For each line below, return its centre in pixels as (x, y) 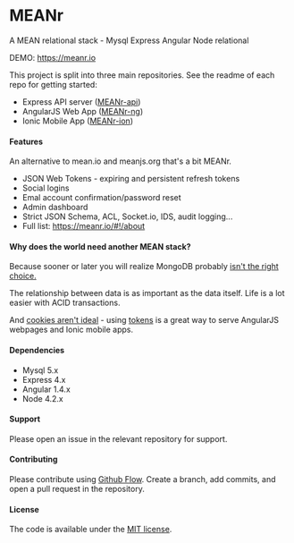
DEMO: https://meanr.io (53, 57)
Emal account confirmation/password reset (101, 198)
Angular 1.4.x (46, 389)
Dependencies (37, 350)
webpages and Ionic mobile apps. (71, 330)
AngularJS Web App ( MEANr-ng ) (83, 111)
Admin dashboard (55, 208)
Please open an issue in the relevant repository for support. (118, 438)
